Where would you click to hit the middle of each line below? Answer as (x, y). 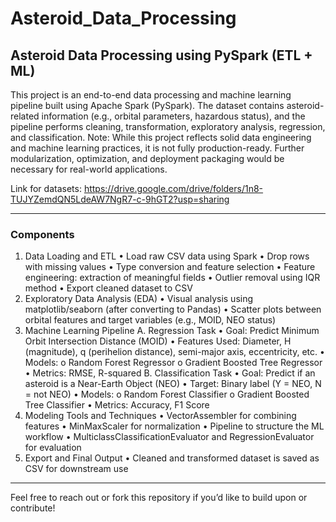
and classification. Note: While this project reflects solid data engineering (161, 137)
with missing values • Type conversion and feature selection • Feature (170, 267)
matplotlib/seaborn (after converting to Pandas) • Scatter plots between (173, 309)
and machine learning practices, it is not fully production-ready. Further (157, 148)
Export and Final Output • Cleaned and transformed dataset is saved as (172, 458)
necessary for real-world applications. (89, 169)
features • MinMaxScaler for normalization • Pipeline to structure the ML (174, 426)
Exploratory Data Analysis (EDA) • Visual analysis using (139, 299)
